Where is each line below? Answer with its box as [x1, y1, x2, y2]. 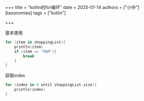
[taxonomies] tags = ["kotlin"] [5, 10, 66, 16]
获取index [5, 73, 25, 79]
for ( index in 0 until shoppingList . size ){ [5, 83, 97, 88]
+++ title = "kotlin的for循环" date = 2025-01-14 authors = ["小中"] [5, 4, 140, 10]
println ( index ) [14, 87, 46, 92]
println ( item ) [14, 44, 43, 49]
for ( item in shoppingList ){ [5, 40, 66, 45]
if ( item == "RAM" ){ [14, 49, 57, 54]
